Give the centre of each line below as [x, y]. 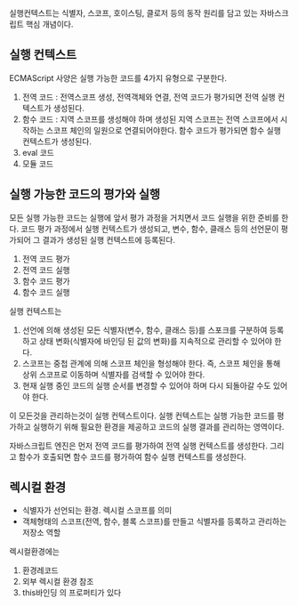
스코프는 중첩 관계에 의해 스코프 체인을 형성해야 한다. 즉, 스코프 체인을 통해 [151, 363]
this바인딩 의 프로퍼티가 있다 [72, 593]
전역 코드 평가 [46, 259]
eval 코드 [38, 152]
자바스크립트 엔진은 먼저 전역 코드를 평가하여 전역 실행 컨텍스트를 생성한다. [139, 445]
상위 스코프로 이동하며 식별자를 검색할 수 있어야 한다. [113, 374]
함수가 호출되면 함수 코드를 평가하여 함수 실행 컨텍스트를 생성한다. [132, 457]
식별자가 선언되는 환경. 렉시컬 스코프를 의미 [97, 511]
